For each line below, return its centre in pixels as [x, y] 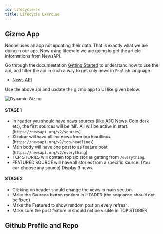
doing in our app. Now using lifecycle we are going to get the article [73, 51]
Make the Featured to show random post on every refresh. [71, 205]
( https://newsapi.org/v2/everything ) [50, 152]
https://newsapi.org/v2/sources [46, 132]
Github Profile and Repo [42, 225]
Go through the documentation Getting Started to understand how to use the [82, 65]
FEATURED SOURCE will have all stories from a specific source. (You [81, 162]
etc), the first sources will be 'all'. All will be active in [64, 126]
